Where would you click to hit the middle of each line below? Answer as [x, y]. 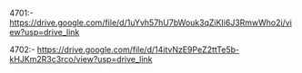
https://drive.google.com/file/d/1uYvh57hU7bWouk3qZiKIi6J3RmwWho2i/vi [151, 23]
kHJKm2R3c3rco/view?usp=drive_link [81, 59]
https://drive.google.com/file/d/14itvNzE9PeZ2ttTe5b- [138, 50]
